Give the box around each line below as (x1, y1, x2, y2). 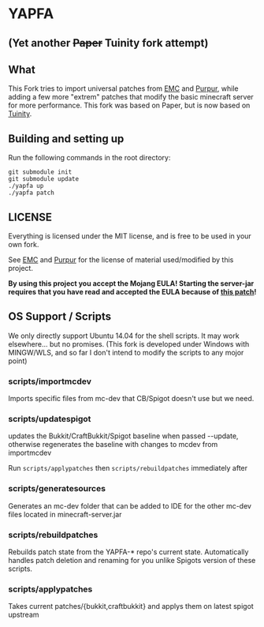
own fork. (8, 240, 39, 250)
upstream (8, 610, 39, 620)
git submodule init (8, 168, 73, 176)
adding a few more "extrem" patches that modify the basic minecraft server (8, 92, 254, 102)
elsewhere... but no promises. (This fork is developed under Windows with (8, 339, 250, 348)
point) (8, 356, 28, 366)
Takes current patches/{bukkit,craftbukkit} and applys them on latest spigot (8, 602, 254, 611)
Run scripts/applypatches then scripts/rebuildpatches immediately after (8, 464, 248, 473)
